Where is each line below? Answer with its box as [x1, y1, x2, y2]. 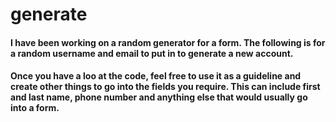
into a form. [10, 102, 60, 114]
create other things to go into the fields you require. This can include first [10, 81, 321, 93]
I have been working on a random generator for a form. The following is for [10, 36, 326, 48]
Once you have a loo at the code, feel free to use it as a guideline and [10, 70, 302, 82]
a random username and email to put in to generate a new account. [10, 47, 294, 59]
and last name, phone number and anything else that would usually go [10, 91, 308, 103]
